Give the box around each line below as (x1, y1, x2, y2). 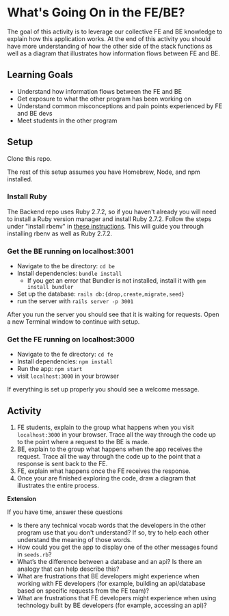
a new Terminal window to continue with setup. (7, 318, 140, 326)
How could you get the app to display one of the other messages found (16, 543, 218, 552)
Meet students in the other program (16, 116, 118, 125)
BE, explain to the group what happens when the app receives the (16, 445, 203, 453)
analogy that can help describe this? (16, 565, 120, 573)
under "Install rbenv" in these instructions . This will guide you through (7, 222, 204, 230)
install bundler (27, 284, 74, 291)
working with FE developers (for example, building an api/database (16, 580, 206, 588)
